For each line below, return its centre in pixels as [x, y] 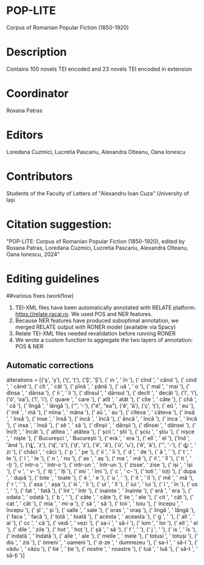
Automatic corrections [50, 365]
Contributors [40, 176]
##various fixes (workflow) [40, 295]
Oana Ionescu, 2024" [33, 254]
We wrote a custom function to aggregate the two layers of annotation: [104, 340]
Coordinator [37, 93]
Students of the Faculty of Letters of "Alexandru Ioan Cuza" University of [98, 193]
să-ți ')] [16, 555]
